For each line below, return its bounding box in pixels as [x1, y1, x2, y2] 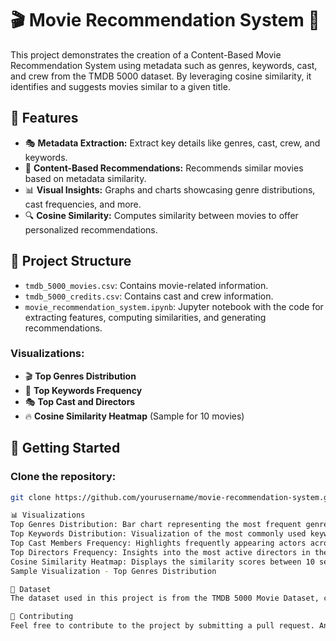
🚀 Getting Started [10, 440, 121, 457]
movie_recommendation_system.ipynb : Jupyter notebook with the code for [24, 300, 324, 312]
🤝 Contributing [10, 612, 74, 622]
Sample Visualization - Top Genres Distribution [10, 566, 217, 576]
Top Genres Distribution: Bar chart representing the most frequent [10, 520, 302, 530]
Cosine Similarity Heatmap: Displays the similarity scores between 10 [10, 557, 315, 567]
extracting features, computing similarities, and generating [24, 311, 267, 323]
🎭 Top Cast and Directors [24, 395, 136, 407]
